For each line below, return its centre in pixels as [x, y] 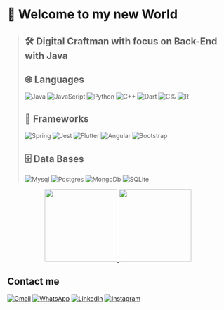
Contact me [33, 281]
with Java [46, 56]
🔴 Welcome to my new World [92, 14]
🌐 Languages [54, 79]
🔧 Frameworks [57, 119]
